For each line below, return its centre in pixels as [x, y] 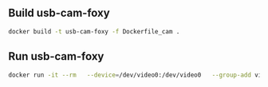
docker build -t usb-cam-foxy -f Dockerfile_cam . [94, 31]
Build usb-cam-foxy [59, 13]
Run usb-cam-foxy [56, 56]
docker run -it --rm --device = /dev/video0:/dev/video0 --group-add [130, 75]
